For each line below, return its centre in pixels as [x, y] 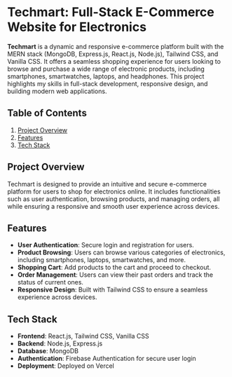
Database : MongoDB [48, 351]
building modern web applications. [57, 91]
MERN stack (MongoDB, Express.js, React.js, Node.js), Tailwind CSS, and [113, 54]
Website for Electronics [77, 27]
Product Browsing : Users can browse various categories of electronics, [121, 252]
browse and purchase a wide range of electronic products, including [106, 69]
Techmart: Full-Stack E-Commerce [111, 12]
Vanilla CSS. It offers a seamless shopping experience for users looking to [114, 61]
